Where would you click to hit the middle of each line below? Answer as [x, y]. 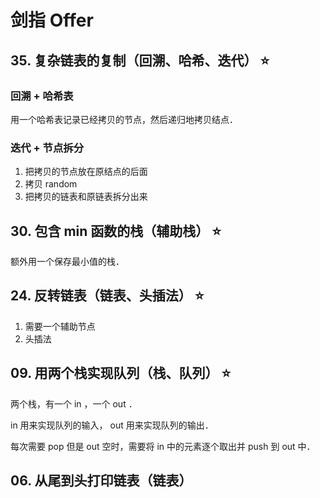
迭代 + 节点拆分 [47, 148]
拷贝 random [51, 184]
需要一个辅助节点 [60, 326]
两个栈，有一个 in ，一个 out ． [74, 403]
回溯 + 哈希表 [42, 96]
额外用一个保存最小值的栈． [67, 261]
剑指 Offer [52, 20]
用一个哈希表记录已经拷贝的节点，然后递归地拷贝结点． [124, 119]
